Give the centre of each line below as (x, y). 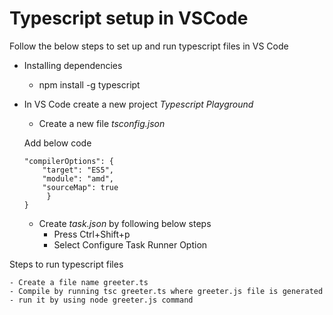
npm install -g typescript (89, 84)
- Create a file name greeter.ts (79, 282)
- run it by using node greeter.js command (101, 300)
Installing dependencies (73, 65)
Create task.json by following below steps (125, 223)
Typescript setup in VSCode (129, 18)
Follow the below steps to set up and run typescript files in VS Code (149, 46)
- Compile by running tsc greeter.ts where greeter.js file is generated (166, 291)
